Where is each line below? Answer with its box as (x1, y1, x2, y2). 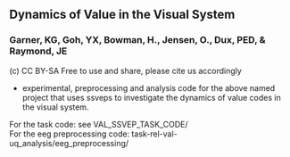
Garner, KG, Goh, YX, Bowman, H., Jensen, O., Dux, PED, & (9, 34, 266, 46)
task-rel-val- (131, 128, 178, 139)
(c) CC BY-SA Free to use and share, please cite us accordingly (9, 65, 243, 76)
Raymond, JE (9, 45, 68, 57)
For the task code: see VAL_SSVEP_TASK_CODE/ (9, 119, 188, 129)
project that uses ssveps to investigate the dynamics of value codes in (21, 92, 281, 103)
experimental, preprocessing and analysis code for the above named (21, 82, 276, 93)
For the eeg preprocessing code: (9, 128, 130, 139)
